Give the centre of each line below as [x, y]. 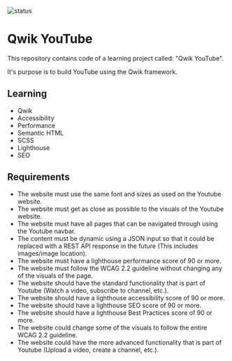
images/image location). [52, 253]
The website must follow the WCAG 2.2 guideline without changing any [119, 268]
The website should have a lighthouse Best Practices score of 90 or [115, 312]
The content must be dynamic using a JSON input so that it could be [116, 238]
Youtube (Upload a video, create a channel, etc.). [88, 350]
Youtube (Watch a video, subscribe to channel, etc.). [93, 290]
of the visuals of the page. [55, 275]
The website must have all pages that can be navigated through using [117, 223]
